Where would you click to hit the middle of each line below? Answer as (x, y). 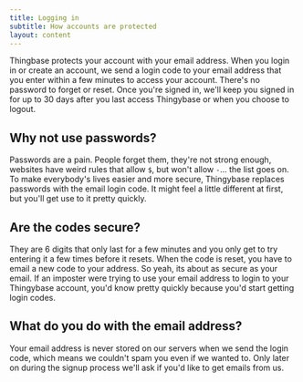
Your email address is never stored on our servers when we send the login (149, 348)
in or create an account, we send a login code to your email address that (146, 70)
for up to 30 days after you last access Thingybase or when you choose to (150, 99)
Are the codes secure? (75, 227)
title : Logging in (44, 18)
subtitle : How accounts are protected (83, 26)
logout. (23, 109)
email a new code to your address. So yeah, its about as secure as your (144, 268)
